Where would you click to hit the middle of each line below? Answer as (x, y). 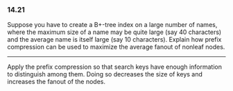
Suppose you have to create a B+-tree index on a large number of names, (112, 25)
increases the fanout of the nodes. (57, 82)
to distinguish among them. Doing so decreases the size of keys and (105, 74)
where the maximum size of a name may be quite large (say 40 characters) (114, 32)
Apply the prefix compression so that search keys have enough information (114, 67)
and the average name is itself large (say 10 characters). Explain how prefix (114, 40)
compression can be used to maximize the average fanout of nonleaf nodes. (116, 47)
